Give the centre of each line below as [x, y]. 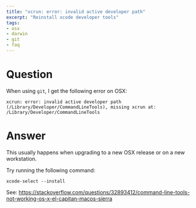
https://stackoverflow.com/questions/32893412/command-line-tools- [104, 192]
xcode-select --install [36, 181]
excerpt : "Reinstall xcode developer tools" [62, 17]
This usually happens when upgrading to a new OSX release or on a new [96, 152]
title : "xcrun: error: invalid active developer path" [76, 12]
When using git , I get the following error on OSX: [67, 91]
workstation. [22, 159]
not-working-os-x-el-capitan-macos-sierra [59, 198]
